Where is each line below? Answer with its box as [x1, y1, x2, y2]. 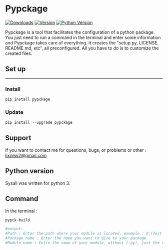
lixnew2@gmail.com [5, 152, 47, 158]
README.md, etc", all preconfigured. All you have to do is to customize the [5, 45, 159, 51]
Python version [5, 167, 54, 175]
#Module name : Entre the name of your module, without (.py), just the [5, 241, 160, 246]
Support [5, 134, 31, 142]
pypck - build [5, 218, 30, 223]
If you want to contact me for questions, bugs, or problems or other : [5, 147, 146, 153]
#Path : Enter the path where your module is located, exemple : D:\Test [5, 231, 162, 236]
